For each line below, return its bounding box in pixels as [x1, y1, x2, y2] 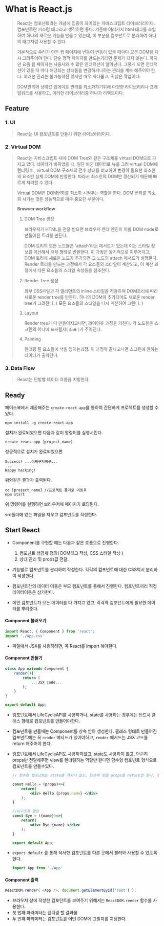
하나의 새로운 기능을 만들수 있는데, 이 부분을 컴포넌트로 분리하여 [26, 32, 147, 38]
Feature [5, 104, 29, 113]
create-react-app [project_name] [5, 439, 73, 445]
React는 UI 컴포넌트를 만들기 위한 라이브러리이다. [17, 131, 111, 136]
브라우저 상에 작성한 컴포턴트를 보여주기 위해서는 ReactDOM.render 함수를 [12, 898, 152, 903]
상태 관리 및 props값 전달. [19, 556, 69, 562]
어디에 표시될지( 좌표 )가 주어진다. [37, 326, 102, 332]
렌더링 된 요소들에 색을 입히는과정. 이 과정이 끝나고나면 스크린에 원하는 [24, 346, 159, 352]
